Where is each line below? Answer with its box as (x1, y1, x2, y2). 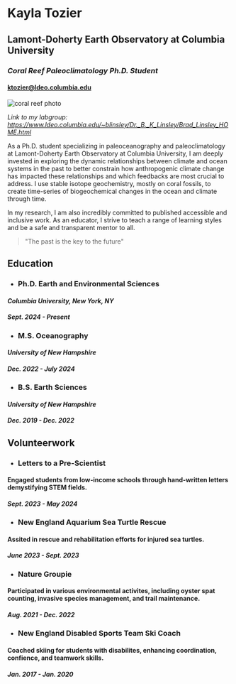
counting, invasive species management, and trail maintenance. (7, 595, 201, 603)
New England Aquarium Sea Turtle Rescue (17, 517, 167, 527)
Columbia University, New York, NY (7, 296, 115, 305)
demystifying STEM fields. (7, 483, 87, 492)
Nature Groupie (17, 569, 72, 579)
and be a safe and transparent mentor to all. (7, 223, 136, 232)
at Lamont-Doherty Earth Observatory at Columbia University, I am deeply (7, 149, 223, 158)
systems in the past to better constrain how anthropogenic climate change (7, 164, 225, 173)
